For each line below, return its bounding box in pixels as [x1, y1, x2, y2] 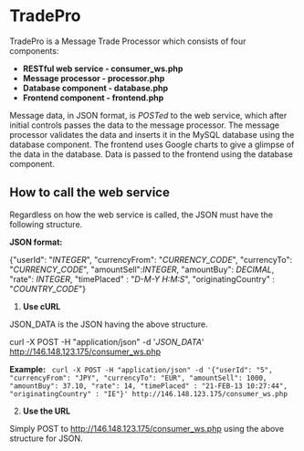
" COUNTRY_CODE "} [9, 283, 87, 294]
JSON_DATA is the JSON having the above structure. [9, 319, 208, 330]
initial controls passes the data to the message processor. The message [9, 120, 280, 131]
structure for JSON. [9, 433, 84, 444]
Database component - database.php [22, 82, 169, 93]
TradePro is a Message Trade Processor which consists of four [9, 36, 246, 47]
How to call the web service [9, 184, 171, 201]
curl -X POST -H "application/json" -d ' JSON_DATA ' [9, 336, 204, 347]
